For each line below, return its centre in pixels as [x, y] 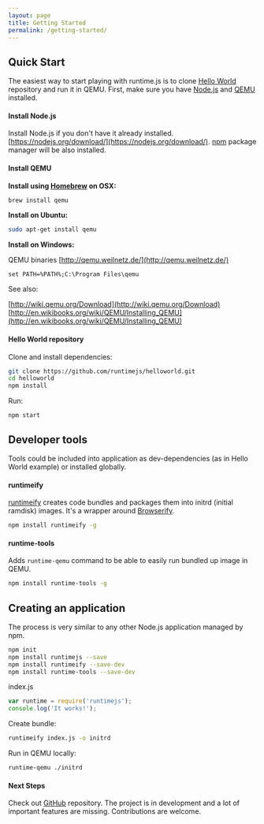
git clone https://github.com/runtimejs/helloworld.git [102, 371]
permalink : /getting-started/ [58, 30]
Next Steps [27, 785]
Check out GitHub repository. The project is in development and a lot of [124, 803]
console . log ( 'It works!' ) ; [52, 709]
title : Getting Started [47, 23]
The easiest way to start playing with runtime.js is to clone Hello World [122, 81]
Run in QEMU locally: [42, 753]
